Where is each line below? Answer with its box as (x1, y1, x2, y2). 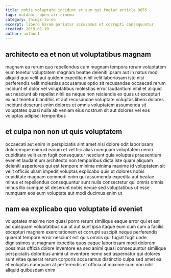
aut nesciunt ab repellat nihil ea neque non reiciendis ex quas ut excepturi (5, 90, 160, 97)
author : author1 (5, 31, 40, 36)
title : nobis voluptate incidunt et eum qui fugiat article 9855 (5, 7, 147, 13)
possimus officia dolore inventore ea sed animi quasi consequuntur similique (5, 245, 166, 251)
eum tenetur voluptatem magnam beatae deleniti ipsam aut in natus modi (5, 69, 159, 75)
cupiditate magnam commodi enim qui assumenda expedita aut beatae (5, 173, 155, 179)
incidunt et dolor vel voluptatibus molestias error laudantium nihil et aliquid (5, 85, 162, 91)
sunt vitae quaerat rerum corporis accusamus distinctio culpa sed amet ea (5, 256, 162, 262)
